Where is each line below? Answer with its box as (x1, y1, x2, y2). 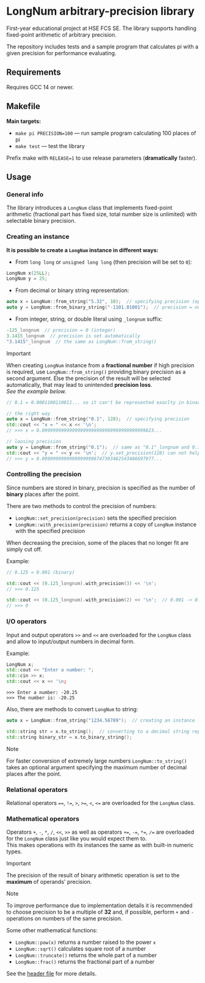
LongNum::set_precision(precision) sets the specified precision (15, 514, 177, 521)
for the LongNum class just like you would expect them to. (6, 835, 148, 842)
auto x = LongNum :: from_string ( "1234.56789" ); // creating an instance (6, 717, 195, 723)
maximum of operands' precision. (6, 878, 92, 886)
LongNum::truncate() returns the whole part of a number (15, 952, 157, 959)
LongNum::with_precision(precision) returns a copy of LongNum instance (15, 520, 197, 528)
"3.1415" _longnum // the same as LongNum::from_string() (6, 338, 157, 345)
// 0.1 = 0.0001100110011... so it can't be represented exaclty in (6, 399, 184, 405)
